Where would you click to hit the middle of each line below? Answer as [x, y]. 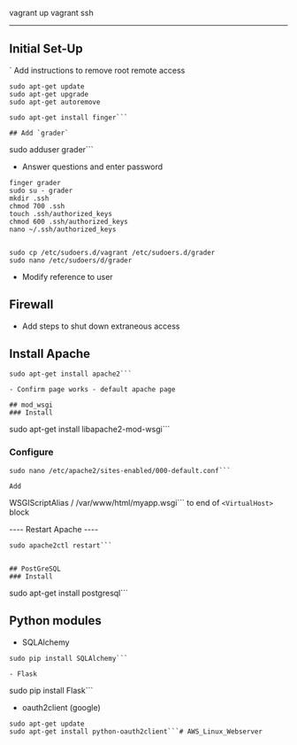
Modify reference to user [67, 276]
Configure [31, 453]
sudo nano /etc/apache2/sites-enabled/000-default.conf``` [120, 470]
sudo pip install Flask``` [51, 690]
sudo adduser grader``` [51, 149]
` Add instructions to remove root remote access [97, 70]
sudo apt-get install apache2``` [71, 374]
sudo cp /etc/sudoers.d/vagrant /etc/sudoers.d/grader [112, 252]
